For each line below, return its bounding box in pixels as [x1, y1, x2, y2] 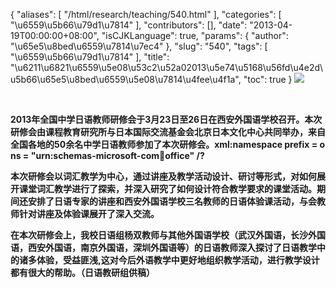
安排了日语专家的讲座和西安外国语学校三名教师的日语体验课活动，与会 [27, 195, 317, 207]
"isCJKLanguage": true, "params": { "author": [101, 30, 289, 41]
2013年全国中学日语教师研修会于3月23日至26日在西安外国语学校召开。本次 [10, 114, 323, 125]
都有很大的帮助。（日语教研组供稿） [10, 267, 155, 278]
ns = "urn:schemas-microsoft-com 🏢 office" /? [10, 150, 205, 161]
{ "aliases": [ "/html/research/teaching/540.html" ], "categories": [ [10, 9, 282, 20]
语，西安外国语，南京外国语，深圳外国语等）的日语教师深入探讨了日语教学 [10, 242, 317, 253]
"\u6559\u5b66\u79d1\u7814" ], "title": [10, 51, 170, 63]
